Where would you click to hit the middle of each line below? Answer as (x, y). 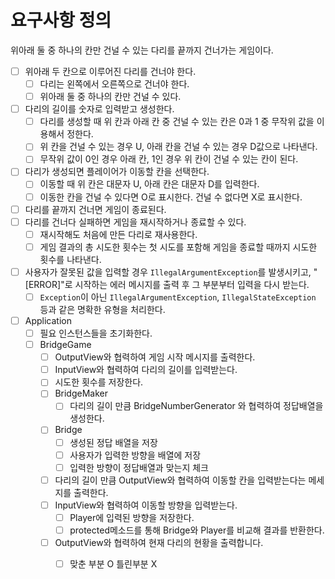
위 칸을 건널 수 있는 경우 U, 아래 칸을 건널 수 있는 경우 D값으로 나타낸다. (178, 147)
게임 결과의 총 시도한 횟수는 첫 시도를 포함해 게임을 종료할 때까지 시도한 (178, 247)
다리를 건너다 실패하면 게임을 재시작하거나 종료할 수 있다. (135, 222)
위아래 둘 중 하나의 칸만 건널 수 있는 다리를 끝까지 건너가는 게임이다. (142, 50)
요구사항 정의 (61, 20)
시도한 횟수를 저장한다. (99, 382)
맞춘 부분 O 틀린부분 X (113, 564)
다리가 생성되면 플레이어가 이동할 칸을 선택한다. (117, 172)
